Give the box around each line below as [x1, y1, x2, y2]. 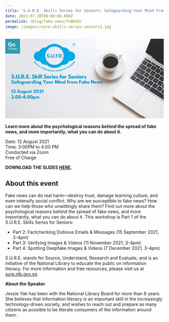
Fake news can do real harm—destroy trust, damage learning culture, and [5, 192, 158, 199]
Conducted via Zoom [5, 149, 49, 155]
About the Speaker [5, 281, 45, 287]
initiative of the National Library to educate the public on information [5, 260, 147, 266]
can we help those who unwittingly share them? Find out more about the [5, 203, 155, 209]
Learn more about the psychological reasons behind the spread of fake [5, 124, 157, 130]
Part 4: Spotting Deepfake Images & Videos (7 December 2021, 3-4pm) [12, 245, 160, 251]
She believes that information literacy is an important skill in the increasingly [5, 296, 162, 302]
